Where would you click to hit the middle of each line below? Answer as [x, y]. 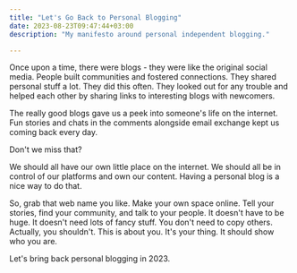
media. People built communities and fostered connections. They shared [143, 77]
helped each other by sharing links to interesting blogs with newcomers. [142, 96]
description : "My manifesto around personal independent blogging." [140, 34]
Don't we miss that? [46, 149]
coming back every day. [54, 132]
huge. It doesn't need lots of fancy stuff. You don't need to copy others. [141, 222]
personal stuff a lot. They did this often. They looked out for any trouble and [148, 87]
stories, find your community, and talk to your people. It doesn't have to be [147, 213]
